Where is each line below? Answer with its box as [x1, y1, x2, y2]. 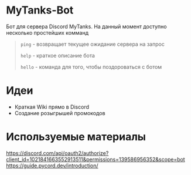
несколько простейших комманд [6, 29, 89, 36]
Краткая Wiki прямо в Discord [14, 103, 90, 110]
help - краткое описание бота [20, 52, 95, 59]
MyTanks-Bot [6, 4, 74, 17]
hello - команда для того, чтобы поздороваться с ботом [20, 63, 162, 70]
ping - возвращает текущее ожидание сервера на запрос [20, 41, 165, 48]
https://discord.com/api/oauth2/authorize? [6, 149, 109, 156]
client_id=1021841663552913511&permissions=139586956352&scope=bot [6, 156, 186, 163]
